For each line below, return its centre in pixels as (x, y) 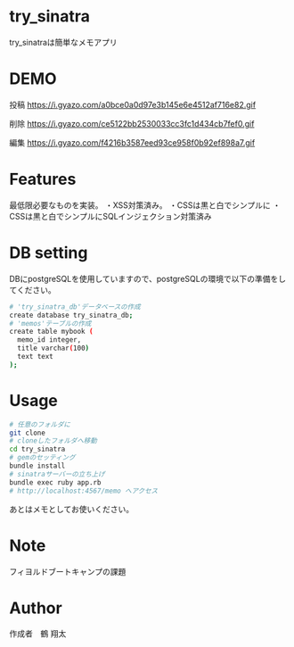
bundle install (37, 466)
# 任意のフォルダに (40, 424)
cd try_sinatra (37, 449)
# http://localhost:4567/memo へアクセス (84, 491)
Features (43, 179)
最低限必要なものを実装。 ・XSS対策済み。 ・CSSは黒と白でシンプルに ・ (145, 205)
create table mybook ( (51, 332)
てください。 (33, 290)
